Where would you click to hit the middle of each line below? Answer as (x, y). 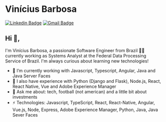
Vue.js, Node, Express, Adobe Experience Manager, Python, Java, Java (85, 110)
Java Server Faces (31, 76)
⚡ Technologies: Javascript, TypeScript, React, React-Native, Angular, (83, 102)
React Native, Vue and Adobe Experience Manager (64, 86)
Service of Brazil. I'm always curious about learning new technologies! (77, 61)
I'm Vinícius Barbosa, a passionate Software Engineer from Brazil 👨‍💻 (75, 50)
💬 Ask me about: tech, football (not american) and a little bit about (80, 91)
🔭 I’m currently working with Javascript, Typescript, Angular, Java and (84, 70)
